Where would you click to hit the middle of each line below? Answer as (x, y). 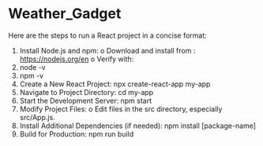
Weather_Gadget (65, 14)
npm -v (32, 75)
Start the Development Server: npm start (86, 100)
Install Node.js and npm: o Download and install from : (107, 50)
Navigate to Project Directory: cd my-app (86, 92)
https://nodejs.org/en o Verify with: (77, 59)
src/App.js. (37, 117)
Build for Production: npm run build (77, 133)
